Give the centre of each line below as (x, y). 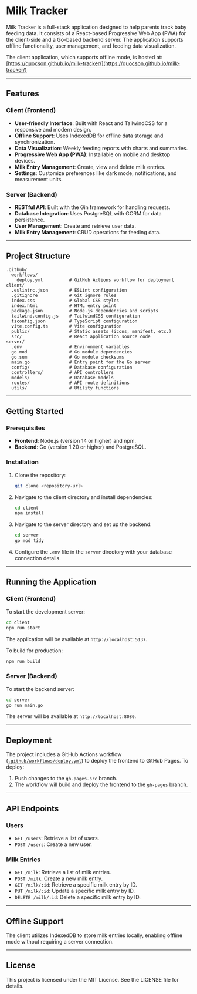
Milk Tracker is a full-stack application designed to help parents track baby (96, 27)
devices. (25, 160)
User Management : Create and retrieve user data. (75, 226)
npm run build (23, 661)
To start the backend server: (40, 689)
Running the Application (51, 582)
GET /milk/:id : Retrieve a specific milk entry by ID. (76, 885)
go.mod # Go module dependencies (72, 352)
